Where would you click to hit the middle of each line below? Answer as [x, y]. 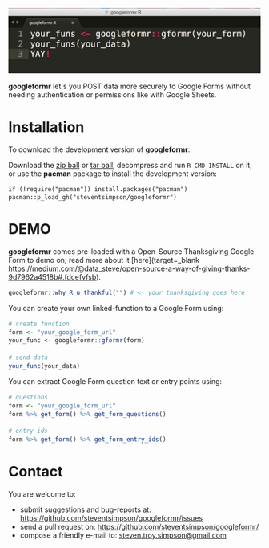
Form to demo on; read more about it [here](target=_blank [104, 260]
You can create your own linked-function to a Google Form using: [116, 308]
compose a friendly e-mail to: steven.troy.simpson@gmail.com [123, 535]
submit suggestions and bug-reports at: [85, 509]
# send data [28, 358]
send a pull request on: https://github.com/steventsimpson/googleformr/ [139, 527]
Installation [46, 127]
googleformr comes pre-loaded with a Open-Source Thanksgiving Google [131, 251]
